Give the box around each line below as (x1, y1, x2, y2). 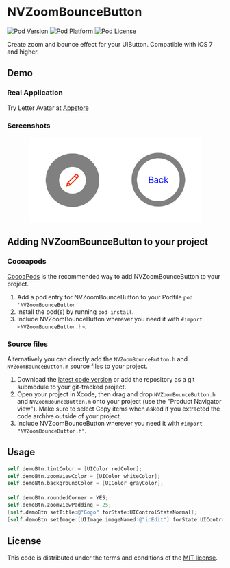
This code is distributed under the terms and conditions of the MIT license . (7, 554, 218, 562)
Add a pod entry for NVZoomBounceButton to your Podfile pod (16, 293, 193, 301)
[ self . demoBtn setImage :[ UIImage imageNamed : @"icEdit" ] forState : (7, 516, 201, 523)
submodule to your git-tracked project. (16, 383, 127, 391)
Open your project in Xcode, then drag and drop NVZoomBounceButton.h (16, 389, 216, 398)
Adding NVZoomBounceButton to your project (7, 236, 209, 248)
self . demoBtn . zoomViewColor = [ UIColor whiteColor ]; (7, 473, 161, 479)
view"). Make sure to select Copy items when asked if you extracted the (16, 405, 220, 413)
